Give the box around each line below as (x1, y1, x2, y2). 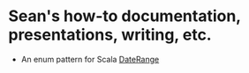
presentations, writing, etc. (8, 25, 213, 45)
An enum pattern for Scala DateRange (20, 54, 160, 64)
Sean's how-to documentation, (8, 6, 241, 26)
